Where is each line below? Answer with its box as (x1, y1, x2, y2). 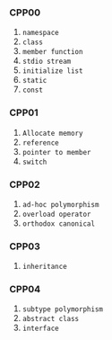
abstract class (22, 315, 80, 324)
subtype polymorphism (22, 305, 103, 314)
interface (22, 324, 60, 334)
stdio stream (22, 57, 72, 67)
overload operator (22, 210, 91, 219)
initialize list (22, 67, 83, 76)
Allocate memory (22, 129, 83, 138)
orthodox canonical (22, 219, 96, 228)
